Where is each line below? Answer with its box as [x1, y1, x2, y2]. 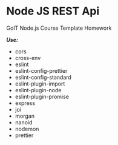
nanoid [15, 118, 33, 126]
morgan [15, 112, 35, 120]
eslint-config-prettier [15, 67, 68, 74]
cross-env [15, 54, 41, 61]
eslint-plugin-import [15, 80, 65, 87]
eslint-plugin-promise [15, 93, 70, 100]
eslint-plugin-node [15, 86, 62, 93]
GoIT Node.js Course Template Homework [6, 24, 112, 32]
